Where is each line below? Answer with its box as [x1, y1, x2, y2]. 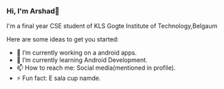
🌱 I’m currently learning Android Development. [16, 56, 148, 64]
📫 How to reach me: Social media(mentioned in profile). [16, 63, 176, 72]
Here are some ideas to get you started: [6, 35, 120, 43]
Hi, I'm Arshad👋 [6, 6, 60, 16]
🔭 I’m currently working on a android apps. [16, 48, 137, 57]
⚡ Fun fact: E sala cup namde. [16, 74, 101, 82]
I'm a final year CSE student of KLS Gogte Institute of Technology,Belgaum [6, 22, 218, 30]
